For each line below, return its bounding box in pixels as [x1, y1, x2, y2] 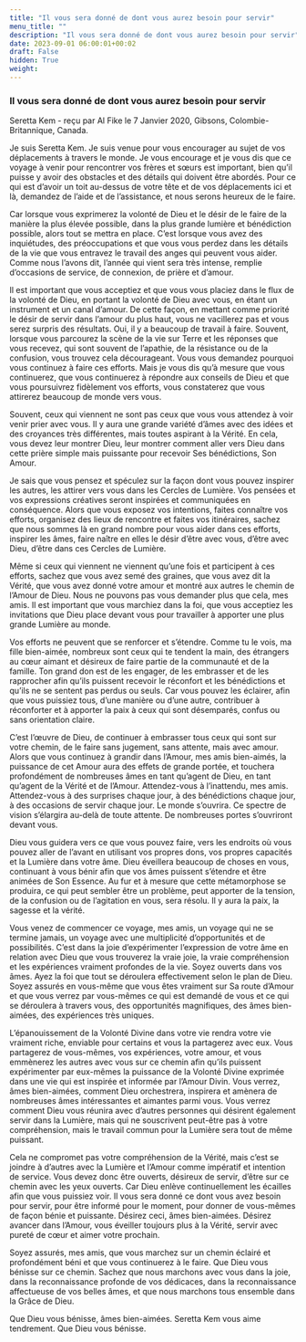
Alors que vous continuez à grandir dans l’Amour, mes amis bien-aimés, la [9, 751, 287, 762]
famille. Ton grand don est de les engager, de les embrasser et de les [9, 666, 270, 676]
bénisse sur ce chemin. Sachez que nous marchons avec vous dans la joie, [9, 1266, 291, 1278]
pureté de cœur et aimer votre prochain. [9, 1230, 160, 1241]
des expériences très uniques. [40, 1010, 155, 1021]
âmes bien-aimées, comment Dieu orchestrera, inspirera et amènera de [9, 1085, 278, 1096]
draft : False [9, 47, 59, 57]
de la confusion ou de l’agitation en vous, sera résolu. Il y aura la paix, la [9, 896, 280, 907]
